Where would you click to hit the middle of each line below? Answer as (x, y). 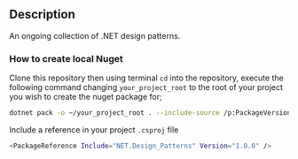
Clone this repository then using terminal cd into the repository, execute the (146, 78)
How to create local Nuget (67, 58)
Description (42, 15)
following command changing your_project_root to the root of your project (146, 87)
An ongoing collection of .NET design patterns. (95, 35)
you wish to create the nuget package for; (86, 97)
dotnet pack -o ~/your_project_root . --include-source (114, 113)
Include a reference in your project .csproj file (94, 129)
